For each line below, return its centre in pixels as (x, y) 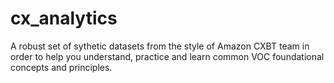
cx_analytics (64, 18)
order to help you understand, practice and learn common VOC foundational (167, 56)
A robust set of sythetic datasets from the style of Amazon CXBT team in (160, 46)
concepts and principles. (61, 67)
